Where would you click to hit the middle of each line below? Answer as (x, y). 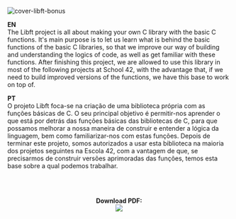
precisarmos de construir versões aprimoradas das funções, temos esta (113, 158)
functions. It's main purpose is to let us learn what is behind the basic (109, 40)
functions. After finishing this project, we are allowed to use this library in (114, 62)
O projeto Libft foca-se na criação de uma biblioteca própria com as (106, 106)
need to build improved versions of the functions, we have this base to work (118, 77)
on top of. (21, 84)
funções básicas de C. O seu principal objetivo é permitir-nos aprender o (114, 113)
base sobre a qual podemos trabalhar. (63, 166)
